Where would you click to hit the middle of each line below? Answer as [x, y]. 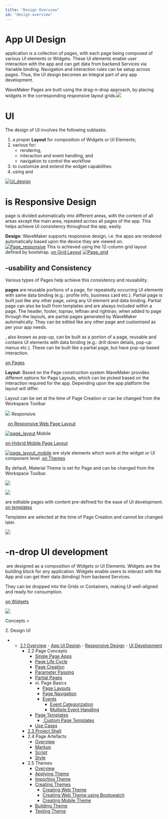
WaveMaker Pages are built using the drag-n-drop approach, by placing [79, 90]
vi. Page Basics [51, 683]
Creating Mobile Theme [67, 800]
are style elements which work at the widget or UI [104, 453]
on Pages [15, 363]
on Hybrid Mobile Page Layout [37, 443]
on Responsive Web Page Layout [42, 424]
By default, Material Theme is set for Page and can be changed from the [80, 468]
